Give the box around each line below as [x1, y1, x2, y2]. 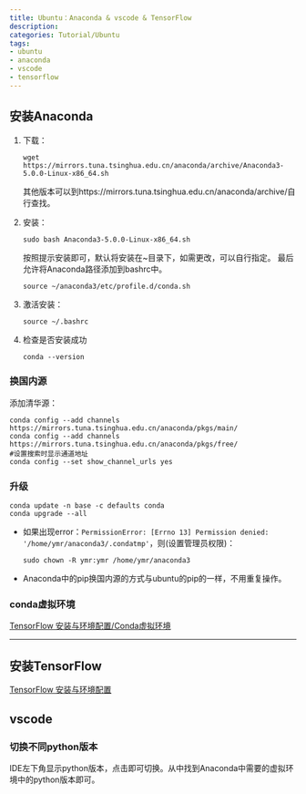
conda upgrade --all [9, 510, 88, 519]
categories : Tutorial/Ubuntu [9, 30, 120, 39]
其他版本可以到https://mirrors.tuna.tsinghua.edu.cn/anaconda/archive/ [22, 186, 289, 197]
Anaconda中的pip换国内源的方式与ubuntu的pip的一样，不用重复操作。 [22, 573, 287, 584]
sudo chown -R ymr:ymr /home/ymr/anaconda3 [22, 556, 191, 565]
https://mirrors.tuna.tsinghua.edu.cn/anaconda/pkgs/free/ [9, 439, 239, 449]
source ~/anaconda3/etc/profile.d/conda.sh [22, 282, 191, 291]
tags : [9, 38, 30, 48]
